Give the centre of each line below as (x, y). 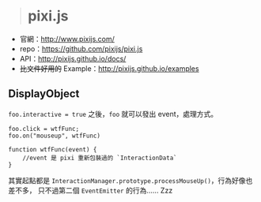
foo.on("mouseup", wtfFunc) (55, 136)
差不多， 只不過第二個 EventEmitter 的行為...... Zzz (91, 190)
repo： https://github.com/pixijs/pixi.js (81, 49)
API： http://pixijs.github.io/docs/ (73, 58)
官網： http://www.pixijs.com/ (67, 39)
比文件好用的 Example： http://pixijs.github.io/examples (109, 68)
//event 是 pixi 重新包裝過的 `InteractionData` (100, 158)
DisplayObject (44, 94)
